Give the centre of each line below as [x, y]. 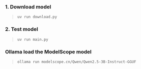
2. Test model [22, 29]
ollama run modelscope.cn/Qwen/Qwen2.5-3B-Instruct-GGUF [77, 62]
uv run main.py [33, 39]
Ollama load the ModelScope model [48, 51]
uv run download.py [37, 17]
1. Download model [28, 7]
